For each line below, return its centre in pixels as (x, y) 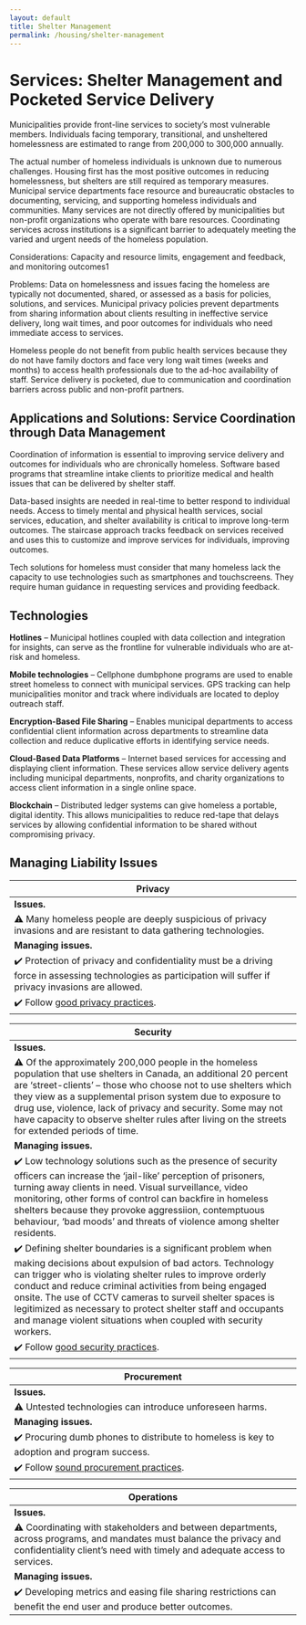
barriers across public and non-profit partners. (97, 390)
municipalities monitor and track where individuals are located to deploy (144, 694)
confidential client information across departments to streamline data (139, 730)
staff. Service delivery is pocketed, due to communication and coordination (150, 380)
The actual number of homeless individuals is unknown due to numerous (146, 162)
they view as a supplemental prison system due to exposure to (148, 1096)
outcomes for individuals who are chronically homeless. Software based (145, 464)
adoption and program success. (82, 1452)
